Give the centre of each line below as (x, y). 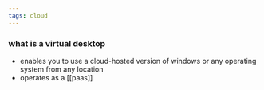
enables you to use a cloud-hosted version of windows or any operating (138, 61)
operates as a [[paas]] (56, 77)
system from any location (61, 69)
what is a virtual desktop (57, 43)
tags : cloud (28, 16)
